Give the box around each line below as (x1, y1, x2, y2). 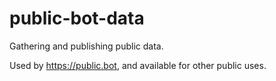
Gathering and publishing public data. (9, 40, 164, 52)
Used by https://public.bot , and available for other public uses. (9, 59, 267, 71)
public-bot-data (9, 7, 145, 30)
